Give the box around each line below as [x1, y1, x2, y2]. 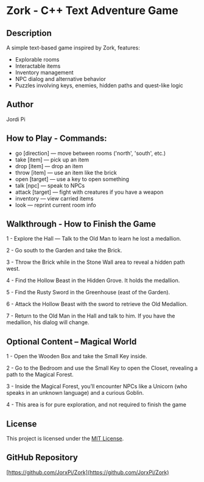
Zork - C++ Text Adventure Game [6, 4, 178, 18]
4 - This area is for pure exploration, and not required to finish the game [6, 401, 187, 408]
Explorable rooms [15, 56, 60, 63]
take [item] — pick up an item [15, 156, 90, 163]
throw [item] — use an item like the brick [15, 169, 117, 176]
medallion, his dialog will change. [6, 319, 90, 326]
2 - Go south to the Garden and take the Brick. [6, 247, 122, 254]
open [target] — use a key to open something [15, 175, 130, 183]
